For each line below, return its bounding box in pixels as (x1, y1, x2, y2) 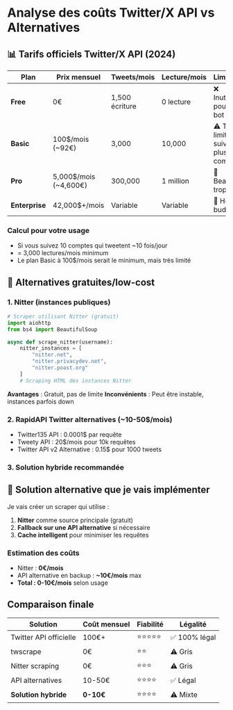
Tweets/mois (110, 72, 155, 81)
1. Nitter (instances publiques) (7, 297, 111, 307)
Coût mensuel (83, 619, 130, 629)
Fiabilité (136, 619, 164, 629)
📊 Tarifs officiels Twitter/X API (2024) (7, 48, 176, 60)
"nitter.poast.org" (32, 364, 89, 371)
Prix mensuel (56, 72, 101, 81)
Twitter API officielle (10, 633, 76, 643)
